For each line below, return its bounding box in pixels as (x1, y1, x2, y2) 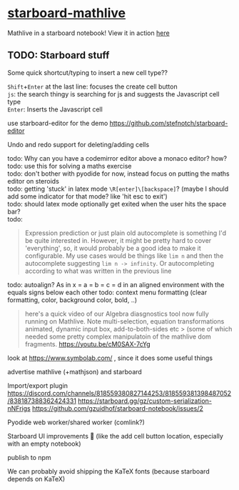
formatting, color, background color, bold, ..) (7, 295, 138, 304)
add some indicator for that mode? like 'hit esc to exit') (7, 191, 168, 201)
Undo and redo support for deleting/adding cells (7, 140, 150, 149)
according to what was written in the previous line (24, 266, 172, 275)
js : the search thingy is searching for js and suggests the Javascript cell (7, 89, 220, 98)
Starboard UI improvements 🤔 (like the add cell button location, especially (7, 431, 223, 440)
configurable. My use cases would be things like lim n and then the (24, 251, 224, 260)
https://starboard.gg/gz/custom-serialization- (78, 396, 212, 405)
